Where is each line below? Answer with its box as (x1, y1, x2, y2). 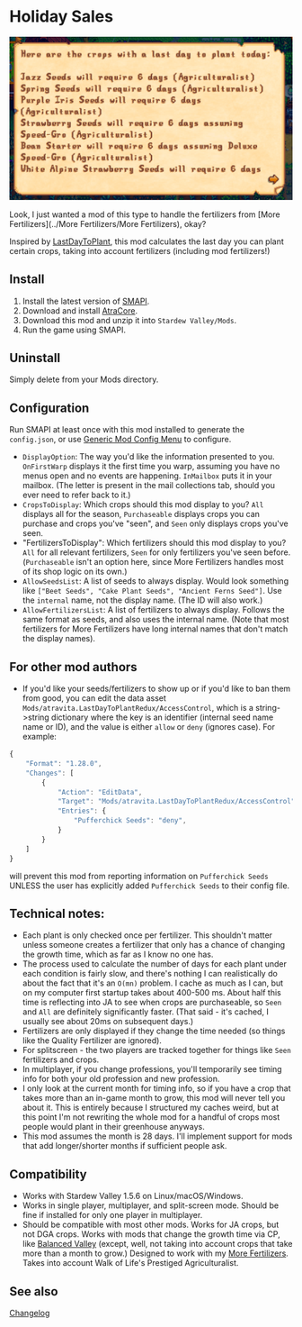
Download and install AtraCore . (22, 304, 138, 316)
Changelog (9, 1308, 50, 1319)
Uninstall (9, 350, 61, 366)
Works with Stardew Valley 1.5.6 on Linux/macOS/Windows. (22, 1191, 244, 1202)
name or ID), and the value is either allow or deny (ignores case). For (22, 722, 276, 732)
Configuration (9, 400, 90, 415)
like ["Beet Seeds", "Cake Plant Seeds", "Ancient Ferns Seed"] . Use (22, 586, 282, 596)
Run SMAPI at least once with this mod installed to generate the (9, 424, 245, 435)
